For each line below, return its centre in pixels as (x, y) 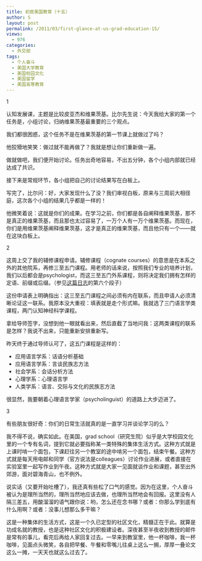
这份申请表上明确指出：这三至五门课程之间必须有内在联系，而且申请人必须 (98, 296)
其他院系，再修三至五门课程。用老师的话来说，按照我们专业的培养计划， (106, 268)
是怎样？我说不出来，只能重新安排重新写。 (59, 331)
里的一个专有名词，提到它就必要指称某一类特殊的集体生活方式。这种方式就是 (101, 444)
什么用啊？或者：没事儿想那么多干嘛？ (54, 509)
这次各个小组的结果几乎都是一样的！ (61, 200)
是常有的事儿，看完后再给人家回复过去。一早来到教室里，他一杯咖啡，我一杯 (101, 537)
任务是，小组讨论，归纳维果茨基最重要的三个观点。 (69, 121)
